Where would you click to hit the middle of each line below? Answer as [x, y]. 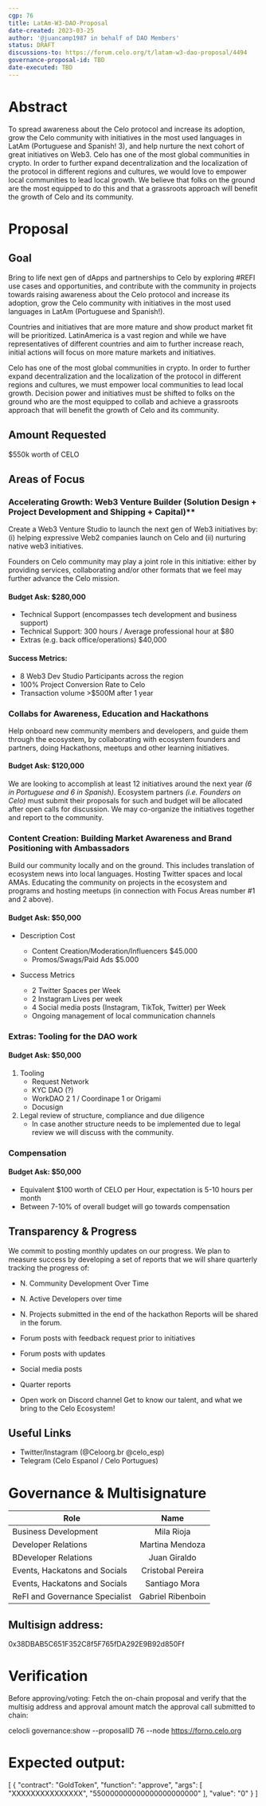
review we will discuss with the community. [102, 1132]
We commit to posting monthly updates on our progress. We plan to [119, 1250]
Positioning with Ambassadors [69, 848]
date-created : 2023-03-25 [51, 30]
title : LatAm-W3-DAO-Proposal [59, 23]
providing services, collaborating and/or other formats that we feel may [125, 570]
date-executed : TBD [41, 68]
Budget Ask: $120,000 [47, 766]
